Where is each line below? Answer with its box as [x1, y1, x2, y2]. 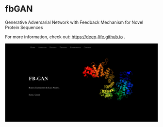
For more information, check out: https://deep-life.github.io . [5, 34, 126, 40]
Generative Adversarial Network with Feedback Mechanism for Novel [5, 19, 144, 25]
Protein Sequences [5, 24, 43, 30]
